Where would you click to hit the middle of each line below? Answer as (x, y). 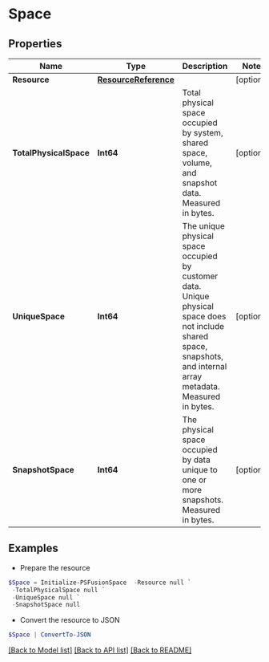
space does (204, 316)
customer (200, 276)
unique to (200, 470)
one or (194, 480)
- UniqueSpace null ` (46, 597)
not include (203, 326)
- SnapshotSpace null (46, 605)
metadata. (201, 386)
